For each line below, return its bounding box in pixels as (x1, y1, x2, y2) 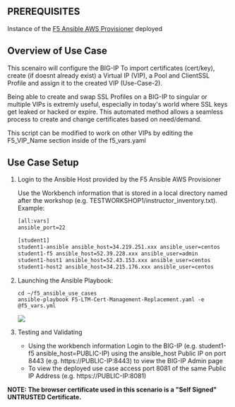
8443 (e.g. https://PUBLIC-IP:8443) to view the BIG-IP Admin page (28, 356, 224, 365)
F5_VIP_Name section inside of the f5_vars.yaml (7, 136, 146, 144)
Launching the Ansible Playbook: (17, 276, 114, 285)
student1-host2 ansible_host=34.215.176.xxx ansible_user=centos (17, 263, 214, 271)
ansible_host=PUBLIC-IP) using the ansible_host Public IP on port (36, 349, 227, 358)
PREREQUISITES (7, 6, 80, 18)
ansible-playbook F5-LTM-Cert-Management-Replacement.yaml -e (17, 296, 205, 303)
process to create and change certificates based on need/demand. (7, 114, 203, 123)
